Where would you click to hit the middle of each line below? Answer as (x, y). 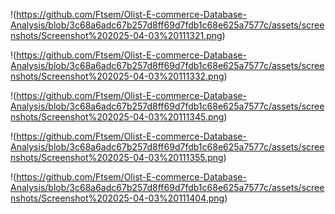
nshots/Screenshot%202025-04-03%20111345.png (117, 117)
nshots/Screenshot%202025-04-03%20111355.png (117, 157)
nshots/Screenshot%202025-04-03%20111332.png (117, 76)
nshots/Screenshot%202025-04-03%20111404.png (117, 198)
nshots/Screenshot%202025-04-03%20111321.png (116, 35)
